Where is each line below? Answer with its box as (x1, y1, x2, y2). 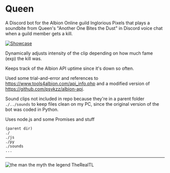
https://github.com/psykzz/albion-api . (5, 85, 84, 92)
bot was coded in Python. (5, 106, 59, 112)
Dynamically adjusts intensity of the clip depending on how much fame (5, 50, 153, 56)
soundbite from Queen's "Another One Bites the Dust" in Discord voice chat (5, 25, 163, 31)
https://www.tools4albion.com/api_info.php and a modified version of (5, 80, 150, 87)
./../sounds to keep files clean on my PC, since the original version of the (5, 101, 159, 107)
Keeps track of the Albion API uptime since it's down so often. (5, 65, 134, 71)
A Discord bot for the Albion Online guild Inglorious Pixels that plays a (5, 20, 150, 26)
